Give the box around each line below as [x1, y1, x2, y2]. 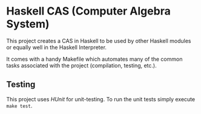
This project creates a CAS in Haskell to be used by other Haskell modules [6, 37, 191, 44]
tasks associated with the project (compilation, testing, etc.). [6, 62, 157, 69]
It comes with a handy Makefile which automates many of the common [6, 55, 183, 62]
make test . [6, 102, 33, 109]
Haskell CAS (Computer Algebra [6, 4, 171, 18]
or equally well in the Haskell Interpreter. [6, 44, 107, 51]
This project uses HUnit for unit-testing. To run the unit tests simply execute [6, 95, 196, 102]
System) [6, 17, 50, 31]
